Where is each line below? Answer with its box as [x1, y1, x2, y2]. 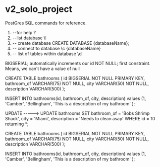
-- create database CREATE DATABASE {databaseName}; [12, 40, 130, 46]
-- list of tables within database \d [12, 51, 82, 57]
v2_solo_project [5, 3, 73, 15]
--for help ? [12, 29, 36, 35]
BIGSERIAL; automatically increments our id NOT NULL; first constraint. [5, 60, 151, 66]
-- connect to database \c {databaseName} [12, 45, 101, 51]
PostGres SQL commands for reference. [5, 20, 87, 26]
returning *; [5, 121, 29, 127]
